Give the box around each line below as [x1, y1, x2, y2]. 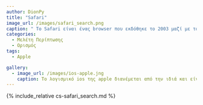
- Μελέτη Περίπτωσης [11, 37, 63, 43]
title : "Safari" [6, 14, 47, 21]
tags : [6, 48, 20, 54]
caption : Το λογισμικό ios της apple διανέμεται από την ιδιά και [17, 76, 188, 82]
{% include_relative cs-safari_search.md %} [6, 92, 116, 100]
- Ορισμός [11, 43, 36, 49]
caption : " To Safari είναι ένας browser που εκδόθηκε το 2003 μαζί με [6, 25, 190, 32]
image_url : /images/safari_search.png [6, 20, 104, 26]
